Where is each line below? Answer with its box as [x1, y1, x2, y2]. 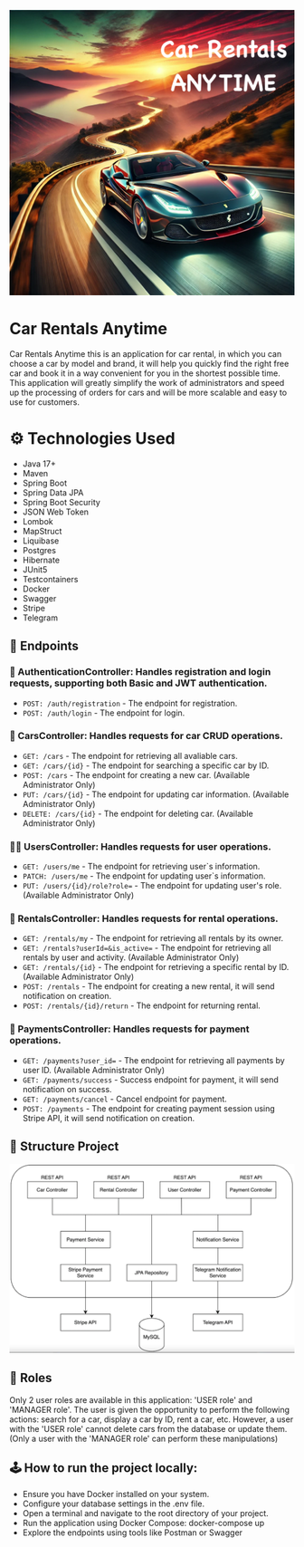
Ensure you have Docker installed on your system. [22, 1489, 210, 1500]
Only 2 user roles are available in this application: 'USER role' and [9, 1394, 253, 1405]
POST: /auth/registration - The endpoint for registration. [22, 697, 238, 708]
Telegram [22, 612, 59, 623]
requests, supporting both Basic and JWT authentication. [9, 677, 268, 689]
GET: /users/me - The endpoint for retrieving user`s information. [22, 861, 261, 872]
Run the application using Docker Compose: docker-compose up [22, 1518, 265, 1529]
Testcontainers [22, 573, 79, 584]
